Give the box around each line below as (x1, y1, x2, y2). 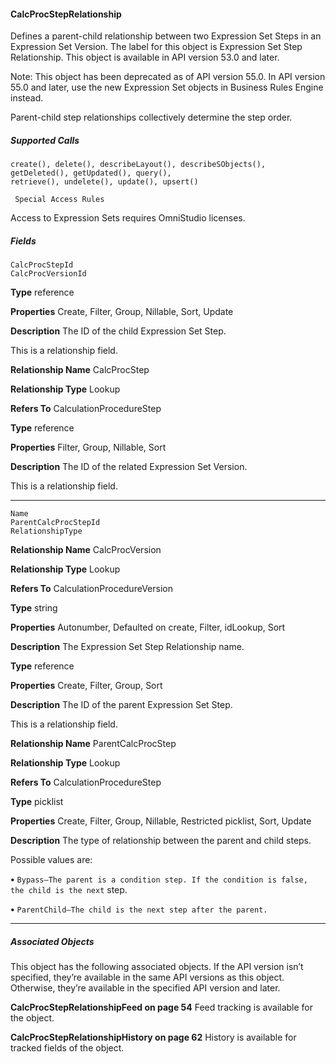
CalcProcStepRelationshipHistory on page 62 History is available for (10, 1031, 297, 1044)
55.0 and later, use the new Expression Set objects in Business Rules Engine (10, 81, 324, 94)
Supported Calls (10, 134, 80, 146)
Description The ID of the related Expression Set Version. (10, 461, 248, 473)
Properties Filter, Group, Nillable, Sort (10, 441, 167, 454)
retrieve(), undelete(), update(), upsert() (10, 177, 199, 187)
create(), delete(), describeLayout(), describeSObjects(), (10, 160, 267, 170)
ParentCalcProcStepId (10, 518, 101, 528)
